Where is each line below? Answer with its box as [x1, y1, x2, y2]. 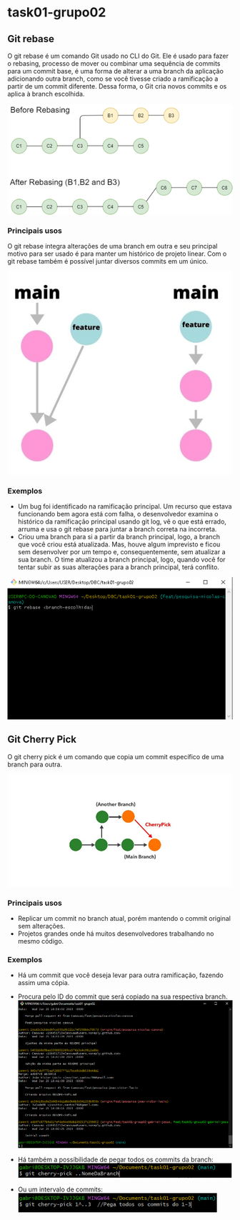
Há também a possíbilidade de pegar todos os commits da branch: [17, 1155, 214, 1164]
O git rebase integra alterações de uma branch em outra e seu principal [7, 242, 218, 251]
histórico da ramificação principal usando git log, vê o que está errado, [17, 517, 227, 526]
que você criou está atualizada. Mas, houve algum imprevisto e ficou [17, 540, 221, 549]
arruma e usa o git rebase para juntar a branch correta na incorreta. [17, 525, 217, 534]
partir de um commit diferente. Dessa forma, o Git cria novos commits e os [7, 82, 227, 90]
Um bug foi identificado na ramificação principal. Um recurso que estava [17, 502, 232, 511]
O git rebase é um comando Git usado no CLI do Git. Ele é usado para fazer [7, 51, 229, 60]
